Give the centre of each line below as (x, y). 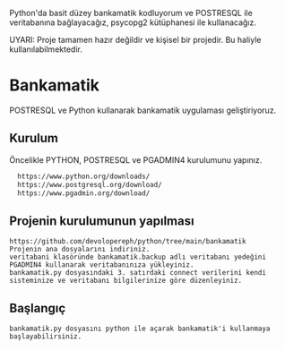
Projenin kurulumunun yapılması (102, 221)
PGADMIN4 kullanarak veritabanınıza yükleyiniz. (102, 265)
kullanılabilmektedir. (46, 49)
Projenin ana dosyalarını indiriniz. (80, 250)
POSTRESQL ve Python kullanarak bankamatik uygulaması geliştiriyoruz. (143, 110)
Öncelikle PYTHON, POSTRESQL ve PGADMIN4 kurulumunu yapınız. (136, 159)
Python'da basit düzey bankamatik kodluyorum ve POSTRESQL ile (131, 13)
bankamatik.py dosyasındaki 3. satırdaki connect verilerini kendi (138, 273)
